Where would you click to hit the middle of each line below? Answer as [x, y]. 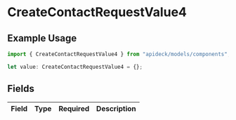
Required [74, 108]
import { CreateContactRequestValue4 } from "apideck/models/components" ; [119, 54]
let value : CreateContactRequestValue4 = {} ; [75, 67]
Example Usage [42, 38]
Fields [21, 89]
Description [116, 108]
